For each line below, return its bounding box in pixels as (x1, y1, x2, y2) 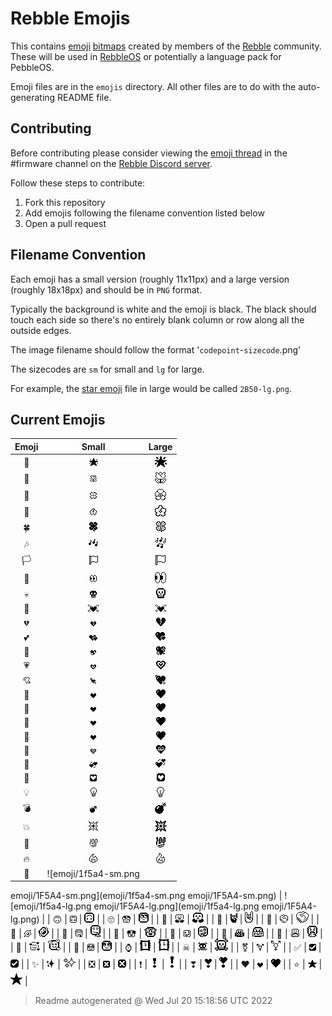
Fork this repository (24, 196, 106, 208)
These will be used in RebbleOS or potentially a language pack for (10, 50, 282, 62)
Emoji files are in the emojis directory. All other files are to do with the (10, 80, 297, 92)
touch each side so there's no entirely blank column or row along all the (10, 313, 305, 326)
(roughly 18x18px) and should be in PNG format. (10, 283, 203, 296)
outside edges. (10, 324, 72, 336)
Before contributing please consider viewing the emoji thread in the (10, 147, 288, 159)
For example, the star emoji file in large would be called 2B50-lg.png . (10, 382, 292, 394)
